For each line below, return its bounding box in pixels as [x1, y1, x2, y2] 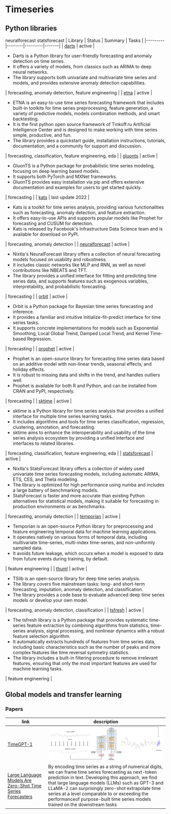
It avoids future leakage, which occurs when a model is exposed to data [12, 550, 164, 556]
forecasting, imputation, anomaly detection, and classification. [12, 587, 144, 592]
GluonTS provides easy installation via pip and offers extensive [12, 179, 145, 185]
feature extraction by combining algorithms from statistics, [26, 622, 150, 628]
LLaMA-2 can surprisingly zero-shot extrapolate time [48, 785, 161, 791]
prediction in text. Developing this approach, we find [48, 774, 157, 780]
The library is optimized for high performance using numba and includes [12, 482, 164, 488]
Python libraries [5, 24, 58, 33]
